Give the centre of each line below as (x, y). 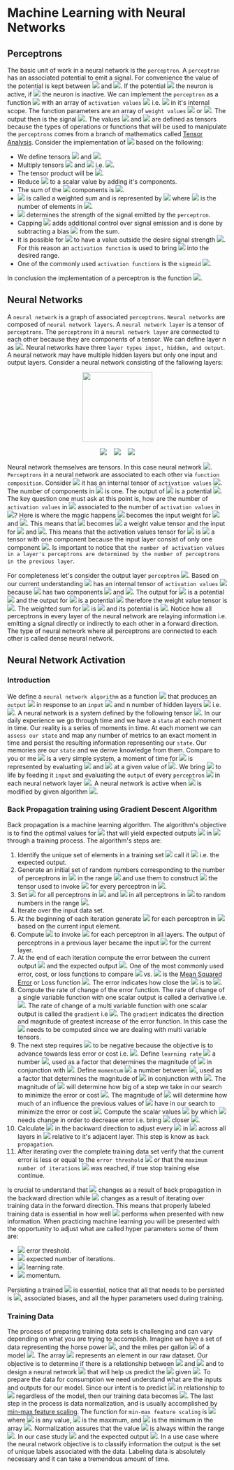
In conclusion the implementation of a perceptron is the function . (105, 278)
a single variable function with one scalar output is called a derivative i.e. (122, 997)
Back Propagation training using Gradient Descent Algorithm (112, 810)
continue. (31, 1175)
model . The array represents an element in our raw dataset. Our (108, 1355)
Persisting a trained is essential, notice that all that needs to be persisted (116, 1290)
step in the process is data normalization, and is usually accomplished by (112, 1404)
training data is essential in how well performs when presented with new (116, 1214)
